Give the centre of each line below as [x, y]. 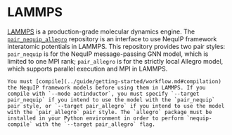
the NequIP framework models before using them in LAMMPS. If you [107, 87]
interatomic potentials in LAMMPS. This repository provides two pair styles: [116, 46]
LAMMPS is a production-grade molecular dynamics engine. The [101, 31]
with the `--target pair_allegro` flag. [96, 124]
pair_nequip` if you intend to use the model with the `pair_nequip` [111, 100]
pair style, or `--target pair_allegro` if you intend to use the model [116, 106]
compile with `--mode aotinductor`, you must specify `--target [103, 94]
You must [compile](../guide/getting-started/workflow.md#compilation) [114, 81]
